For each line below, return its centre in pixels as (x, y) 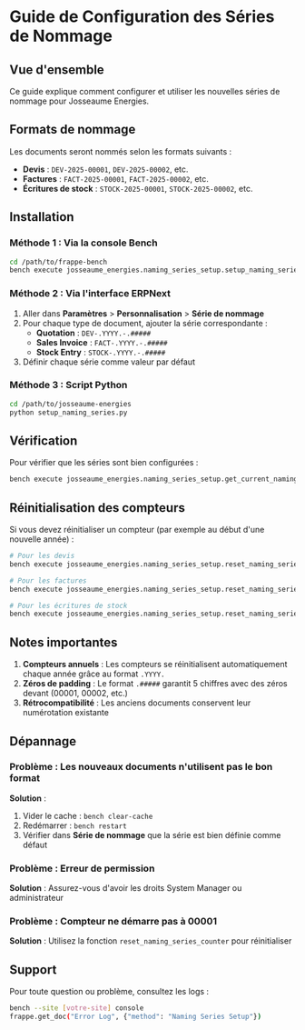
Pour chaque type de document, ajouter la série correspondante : (145, 323)
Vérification (44, 440)
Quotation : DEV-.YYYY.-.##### (93, 333)
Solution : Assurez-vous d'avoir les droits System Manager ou (126, 888)
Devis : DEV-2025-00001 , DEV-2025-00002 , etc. (105, 169)
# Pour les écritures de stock (69, 605)
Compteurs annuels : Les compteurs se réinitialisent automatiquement (155, 665)
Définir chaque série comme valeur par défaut (108, 362)
